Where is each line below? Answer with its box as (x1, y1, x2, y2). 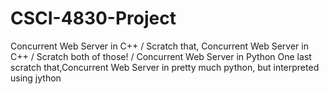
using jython (10, 72, 62, 84)
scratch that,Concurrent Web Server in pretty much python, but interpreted (10, 61, 320, 73)
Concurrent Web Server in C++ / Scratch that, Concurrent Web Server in (10, 40, 309, 52)
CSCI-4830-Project (10, 7, 177, 30)
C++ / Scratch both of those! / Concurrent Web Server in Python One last (10, 50, 312, 62)
